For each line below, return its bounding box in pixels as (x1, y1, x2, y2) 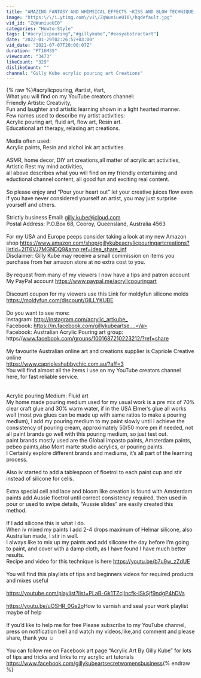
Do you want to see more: (6, 309, 70, 317)
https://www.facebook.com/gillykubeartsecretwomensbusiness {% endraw (6, 660, 190, 667)
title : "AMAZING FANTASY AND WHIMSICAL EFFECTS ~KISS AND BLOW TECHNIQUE (6, 8, 194, 15)
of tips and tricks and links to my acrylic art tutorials (6, 653, 134, 661)
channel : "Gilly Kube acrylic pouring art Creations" (6, 70, 144, 76)
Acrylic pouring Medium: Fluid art (6, 392, 89, 399)
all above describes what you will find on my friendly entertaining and (6, 169, 178, 177)
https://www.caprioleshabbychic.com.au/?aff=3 (6, 360, 124, 367)
